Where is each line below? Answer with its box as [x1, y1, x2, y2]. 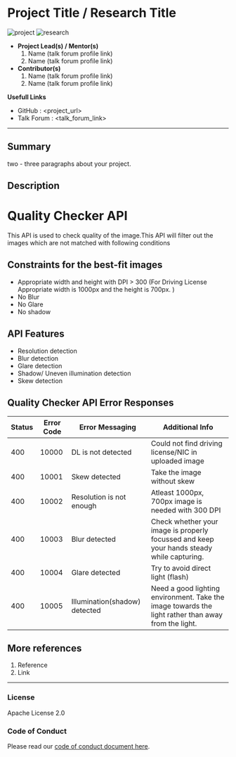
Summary [7, 141, 51, 153]
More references [7, 642, 82, 654]
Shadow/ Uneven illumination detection [17, 369, 131, 377]
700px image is [150, 496, 202, 506]
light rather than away [150, 609, 223, 619]
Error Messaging [79, 422, 137, 432]
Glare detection [17, 361, 63, 370]
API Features [7, 328, 65, 340]
